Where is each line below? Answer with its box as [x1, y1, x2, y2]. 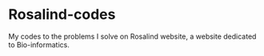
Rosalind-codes [8, 6, 116, 24]
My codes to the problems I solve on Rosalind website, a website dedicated [8, 32, 257, 41]
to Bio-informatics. [8, 39, 70, 49]
